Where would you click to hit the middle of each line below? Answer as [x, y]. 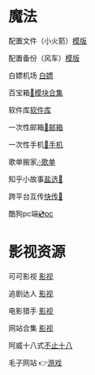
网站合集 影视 [31, 328]
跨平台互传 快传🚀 [36, 196]
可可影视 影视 [31, 276]
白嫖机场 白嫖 [31, 75]
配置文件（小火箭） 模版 [47, 41]
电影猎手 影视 [31, 311]
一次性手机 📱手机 [36, 144]
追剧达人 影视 [31, 293]
